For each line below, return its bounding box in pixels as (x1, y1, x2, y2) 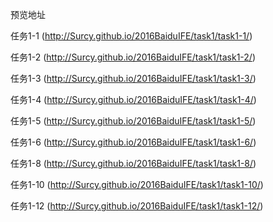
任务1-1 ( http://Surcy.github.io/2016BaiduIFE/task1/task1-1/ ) (10, 30, 253, 42)
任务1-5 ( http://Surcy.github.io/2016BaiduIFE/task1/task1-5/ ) (10, 115, 257, 127)
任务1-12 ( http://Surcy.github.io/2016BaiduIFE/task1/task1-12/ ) (10, 200, 264, 212)
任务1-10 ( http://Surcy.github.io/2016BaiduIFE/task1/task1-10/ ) (10, 179, 264, 190)
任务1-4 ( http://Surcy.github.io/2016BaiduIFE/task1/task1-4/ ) (10, 94, 257, 105)
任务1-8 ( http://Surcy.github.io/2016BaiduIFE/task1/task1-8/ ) (10, 158, 257, 169)
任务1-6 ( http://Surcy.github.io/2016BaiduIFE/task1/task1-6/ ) (10, 136, 257, 148)
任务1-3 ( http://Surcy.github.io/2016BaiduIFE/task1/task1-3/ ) (10, 73, 257, 84)
